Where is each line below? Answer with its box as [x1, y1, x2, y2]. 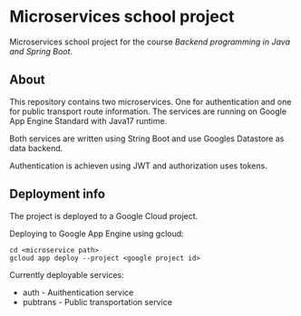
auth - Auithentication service [22, 287, 134, 298]
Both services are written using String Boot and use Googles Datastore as [9, 133, 285, 144]
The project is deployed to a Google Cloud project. [9, 210, 199, 221]
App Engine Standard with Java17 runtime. [9, 115, 168, 126]
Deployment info [9, 187, 106, 202]
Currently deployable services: [9, 269, 124, 280]
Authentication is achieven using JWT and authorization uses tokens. [9, 160, 267, 171]
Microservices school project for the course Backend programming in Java [9, 36, 291, 47]
